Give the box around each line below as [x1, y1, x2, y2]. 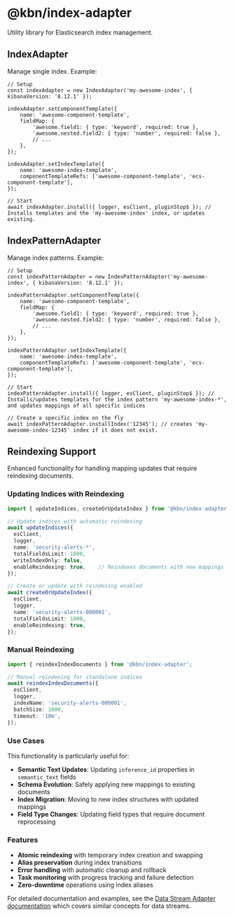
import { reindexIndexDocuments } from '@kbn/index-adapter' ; [7, 661, 193, 668]
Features [7, 835, 39, 845]
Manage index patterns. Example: [7, 253, 104, 262]
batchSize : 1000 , [13, 706, 64, 713]
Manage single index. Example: [7, 67, 97, 75]
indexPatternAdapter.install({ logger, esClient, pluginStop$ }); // [7, 389, 215, 397]
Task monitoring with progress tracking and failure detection [17, 874, 194, 882]
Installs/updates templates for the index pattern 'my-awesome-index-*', [7, 396, 228, 403]
